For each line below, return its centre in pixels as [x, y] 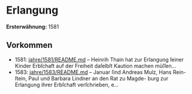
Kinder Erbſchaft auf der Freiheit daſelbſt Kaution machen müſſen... [95, 66]
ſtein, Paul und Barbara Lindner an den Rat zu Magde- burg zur [92, 78]
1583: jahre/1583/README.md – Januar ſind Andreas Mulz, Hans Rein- [100, 72]
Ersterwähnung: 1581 [33, 27]
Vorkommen [29, 45]
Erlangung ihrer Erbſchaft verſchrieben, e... [67, 85]
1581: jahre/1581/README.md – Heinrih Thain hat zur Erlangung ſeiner [99, 59]
